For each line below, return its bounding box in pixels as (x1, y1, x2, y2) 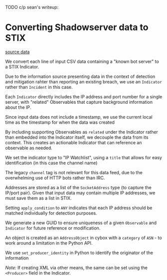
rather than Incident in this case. (5, 84, 73, 90)
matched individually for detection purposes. (5, 210, 97, 216)
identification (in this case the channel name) (5, 160, 98, 166)
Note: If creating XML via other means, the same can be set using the (5, 265, 148, 271)
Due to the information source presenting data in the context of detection (5, 73, 156, 79)
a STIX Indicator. (5, 63, 39, 69)
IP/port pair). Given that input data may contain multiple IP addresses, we (5, 190, 156, 196)
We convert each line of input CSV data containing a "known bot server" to (5, 58, 160, 64)
